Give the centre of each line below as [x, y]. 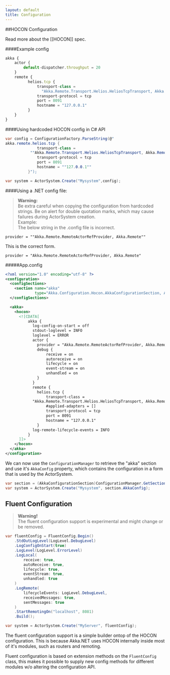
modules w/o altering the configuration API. [51, 667]
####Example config [27, 49]
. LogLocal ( [26, 555]
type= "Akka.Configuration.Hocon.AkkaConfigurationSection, [98, 293]
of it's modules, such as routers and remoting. [53, 647]
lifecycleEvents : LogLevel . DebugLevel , [66, 593]
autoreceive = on [64, 359]
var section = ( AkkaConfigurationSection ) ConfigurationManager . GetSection [86, 483]
